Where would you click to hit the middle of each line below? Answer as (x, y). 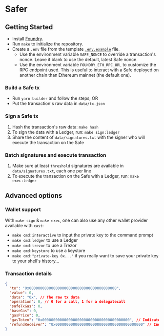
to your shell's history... (36, 261)
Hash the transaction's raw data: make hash (55, 127)
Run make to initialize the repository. (48, 44)
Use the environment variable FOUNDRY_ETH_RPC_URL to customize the (88, 65)
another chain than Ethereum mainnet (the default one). (75, 75)
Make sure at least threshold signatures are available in (68, 166)
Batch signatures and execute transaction (56, 155)
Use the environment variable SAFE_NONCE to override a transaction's (88, 54)
